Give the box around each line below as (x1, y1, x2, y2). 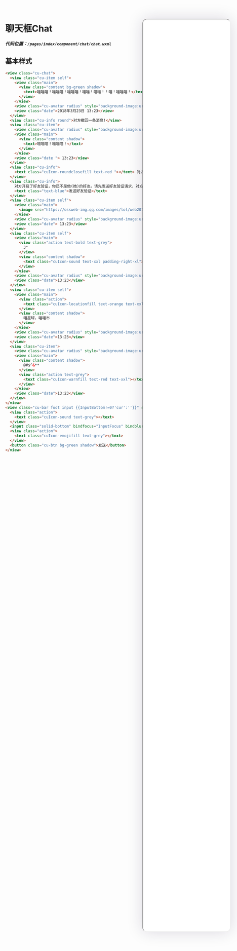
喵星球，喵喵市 (23, 316, 50, 321)
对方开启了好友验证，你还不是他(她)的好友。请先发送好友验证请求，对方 (14, 183, 143, 188)
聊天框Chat (5, 23, 53, 34)
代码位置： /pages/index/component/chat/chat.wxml (5, 41, 111, 47)
